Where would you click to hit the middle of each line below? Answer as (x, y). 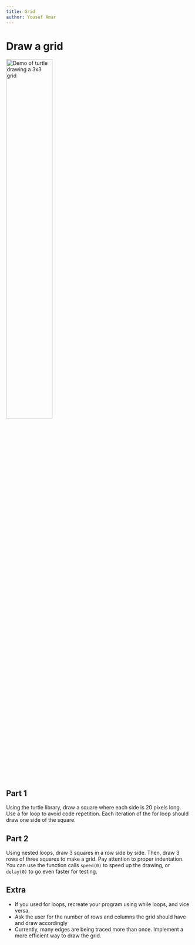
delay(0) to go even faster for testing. (52, 872)
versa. (22, 910)
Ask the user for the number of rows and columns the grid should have (100, 917)
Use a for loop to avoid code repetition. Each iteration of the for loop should (97, 814)
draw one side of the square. (41, 820)
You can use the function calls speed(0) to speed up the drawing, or (88, 865)
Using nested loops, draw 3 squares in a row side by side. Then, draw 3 (93, 853)
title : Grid (21, 11)
